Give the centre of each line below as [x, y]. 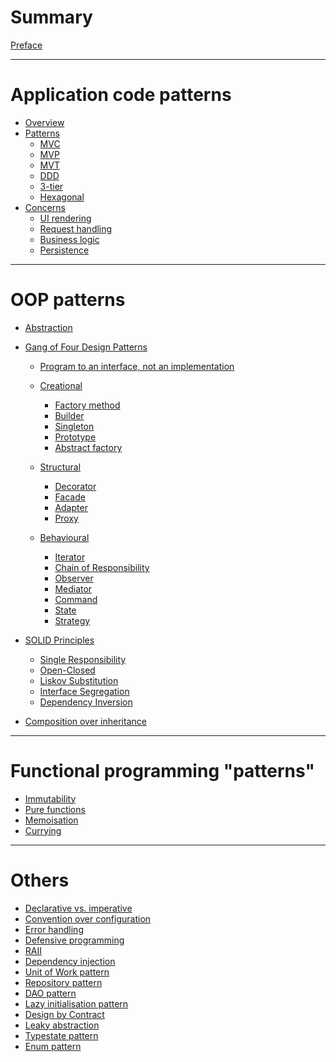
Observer [74, 578]
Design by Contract [64, 1014]
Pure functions [55, 809]
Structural [60, 467]
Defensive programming [74, 940]
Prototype [75, 437]
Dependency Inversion [86, 702]
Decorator [75, 486]
